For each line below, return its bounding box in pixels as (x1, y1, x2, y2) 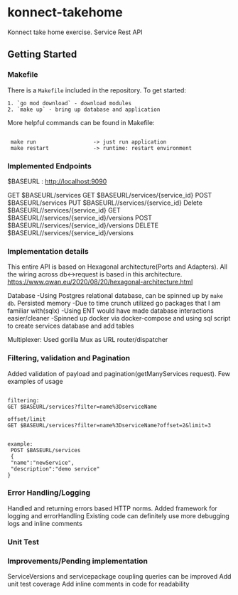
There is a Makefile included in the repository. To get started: (7, 86, 187, 95)
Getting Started (7, 48, 77, 60)
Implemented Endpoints (7, 161, 92, 171)
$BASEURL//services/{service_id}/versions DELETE (7, 221, 158, 230)
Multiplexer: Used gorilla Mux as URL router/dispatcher (7, 336, 168, 344)
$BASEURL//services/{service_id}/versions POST (7, 213, 153, 222)
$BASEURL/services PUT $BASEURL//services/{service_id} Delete (7, 198, 202, 207)
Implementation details (7, 246, 89, 256)
